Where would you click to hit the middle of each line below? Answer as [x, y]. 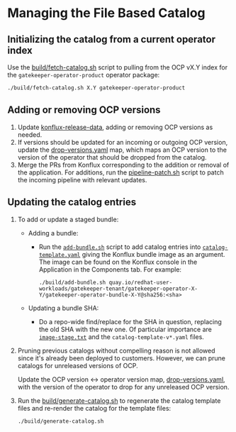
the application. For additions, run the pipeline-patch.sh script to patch [121, 172]
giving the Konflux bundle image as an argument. [153, 254]
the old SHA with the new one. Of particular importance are [125, 329]
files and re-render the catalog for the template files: [94, 408]
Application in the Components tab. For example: [110, 269]
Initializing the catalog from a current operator [112, 39]
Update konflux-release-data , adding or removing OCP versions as [115, 127]
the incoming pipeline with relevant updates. [82, 179]
